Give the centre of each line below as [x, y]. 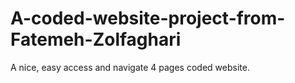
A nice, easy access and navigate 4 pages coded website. [130, 67]
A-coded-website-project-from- [148, 18]
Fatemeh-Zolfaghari [96, 39]
